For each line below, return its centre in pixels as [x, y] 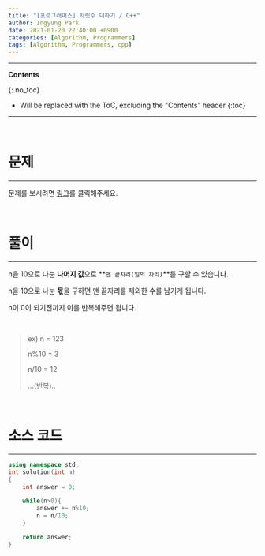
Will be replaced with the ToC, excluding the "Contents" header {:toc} [132, 105]
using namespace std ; [44, 464]
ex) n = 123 [46, 339]
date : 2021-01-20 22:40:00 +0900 [63, 30]
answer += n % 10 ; [63, 509]
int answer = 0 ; [49, 486]
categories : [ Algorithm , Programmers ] [72, 38]
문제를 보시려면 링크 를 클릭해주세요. [63, 193]
